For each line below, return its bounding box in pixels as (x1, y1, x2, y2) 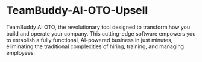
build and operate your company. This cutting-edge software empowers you (6, 29, 196, 37)
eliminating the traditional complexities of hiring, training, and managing (6, 43, 185, 50)
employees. (6, 49, 35, 56)
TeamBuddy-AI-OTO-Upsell (6, 4, 148, 17)
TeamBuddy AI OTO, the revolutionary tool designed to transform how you (6, 23, 191, 31)
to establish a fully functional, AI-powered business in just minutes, (6, 36, 173, 43)
